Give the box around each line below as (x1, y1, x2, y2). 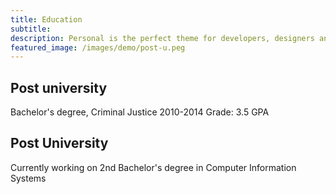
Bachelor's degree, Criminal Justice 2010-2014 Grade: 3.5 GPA (10, 106, 270, 118)
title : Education (10, 14, 83, 25)
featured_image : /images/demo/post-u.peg (10, 42, 186, 53)
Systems (10, 172, 47, 184)
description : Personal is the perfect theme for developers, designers (10, 33, 315, 43)
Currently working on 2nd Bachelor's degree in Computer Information (10, 161, 297, 173)
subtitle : (10, 24, 52, 34)
